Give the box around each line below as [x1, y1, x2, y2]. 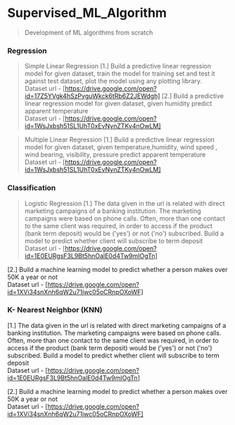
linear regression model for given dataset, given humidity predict [24, 99, 212, 108]
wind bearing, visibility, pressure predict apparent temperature [24, 150, 206, 159]
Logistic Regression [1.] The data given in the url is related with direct [24, 199, 225, 207]
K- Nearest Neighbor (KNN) [7, 305, 103, 315]
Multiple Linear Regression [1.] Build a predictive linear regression [24, 135, 215, 144]
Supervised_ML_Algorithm [7, 5, 167, 21]
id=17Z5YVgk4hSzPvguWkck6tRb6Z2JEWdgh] [24, 92, 160, 100]
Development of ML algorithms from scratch [24, 28, 153, 37]
